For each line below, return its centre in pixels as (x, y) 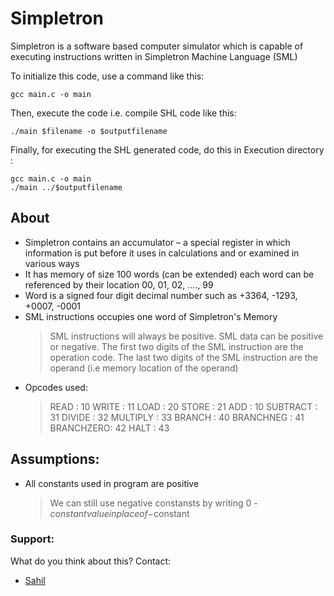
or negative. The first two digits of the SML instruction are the (176, 346)
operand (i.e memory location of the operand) (144, 368)
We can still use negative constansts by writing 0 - (153, 503)
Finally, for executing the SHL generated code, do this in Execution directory (167, 149)
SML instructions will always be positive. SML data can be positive (186, 336)
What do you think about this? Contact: (91, 561)
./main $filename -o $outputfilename (89, 131)
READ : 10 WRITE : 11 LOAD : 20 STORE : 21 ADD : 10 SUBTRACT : (183, 406)
